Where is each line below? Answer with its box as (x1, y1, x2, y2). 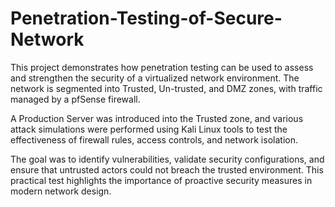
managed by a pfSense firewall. (10, 93, 141, 105)
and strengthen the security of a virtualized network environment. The (10, 72, 300, 84)
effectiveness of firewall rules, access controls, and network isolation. (10, 133, 298, 146)
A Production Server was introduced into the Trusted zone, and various (10, 112, 304, 124)
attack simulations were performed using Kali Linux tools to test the (10, 123, 288, 135)
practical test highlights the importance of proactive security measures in (10, 174, 313, 186)
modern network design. (10, 185, 112, 197)
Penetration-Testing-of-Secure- (10, 7, 283, 30)
